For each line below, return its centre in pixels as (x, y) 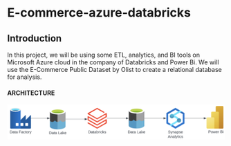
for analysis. (25, 77)
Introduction (35, 38)
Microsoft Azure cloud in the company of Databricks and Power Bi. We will (113, 62)
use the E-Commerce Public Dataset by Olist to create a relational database (115, 70)
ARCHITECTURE (31, 93)
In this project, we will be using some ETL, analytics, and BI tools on (104, 55)
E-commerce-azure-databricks (99, 13)
